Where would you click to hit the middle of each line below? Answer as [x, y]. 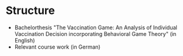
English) [25, 40]
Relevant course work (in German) [57, 47]
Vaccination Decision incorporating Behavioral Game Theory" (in [95, 33]
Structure [30, 11]
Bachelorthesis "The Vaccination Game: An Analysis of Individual [96, 27]
